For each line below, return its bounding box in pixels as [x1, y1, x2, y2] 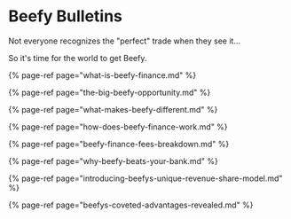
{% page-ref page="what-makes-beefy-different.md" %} [8, 104, 218, 114]
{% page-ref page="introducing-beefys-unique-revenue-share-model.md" [8, 173, 283, 184]
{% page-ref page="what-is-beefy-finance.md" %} [8, 69, 197, 81]
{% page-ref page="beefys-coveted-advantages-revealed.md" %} [8, 199, 254, 210]
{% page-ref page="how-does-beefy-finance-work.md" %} [8, 121, 228, 132]
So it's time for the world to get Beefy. [8, 52, 147, 63]
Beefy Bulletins [8, 6, 123, 27]
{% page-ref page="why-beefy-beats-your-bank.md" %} [8, 155, 218, 166]
